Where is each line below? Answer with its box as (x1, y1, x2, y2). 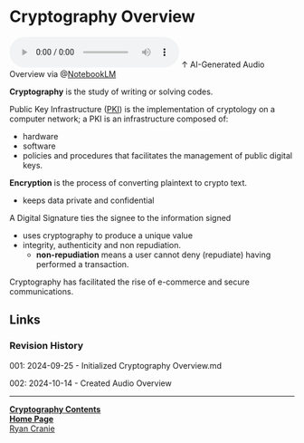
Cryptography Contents (9, 403, 101, 414)
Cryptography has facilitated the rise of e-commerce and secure (9, 276, 251, 287)
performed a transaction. (35, 258, 129, 269)
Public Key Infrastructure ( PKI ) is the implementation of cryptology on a (9, 103, 276, 114)
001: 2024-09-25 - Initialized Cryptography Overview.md (9, 360, 222, 371)
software (22, 140, 56, 151)
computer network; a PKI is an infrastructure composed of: (9, 113, 229, 124)
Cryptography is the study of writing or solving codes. (9, 86, 214, 97)
